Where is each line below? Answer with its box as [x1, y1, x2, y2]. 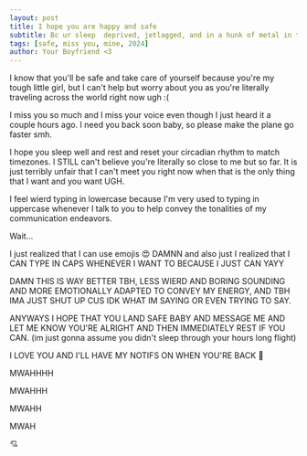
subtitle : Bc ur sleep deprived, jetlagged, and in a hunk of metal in [9, 30, 292, 39]
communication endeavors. [9, 213, 112, 224]
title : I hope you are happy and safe [9, 22, 157, 31]
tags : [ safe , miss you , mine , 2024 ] [9, 38, 149, 48]
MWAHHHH [9, 367, 54, 379]
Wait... [9, 230, 34, 242]
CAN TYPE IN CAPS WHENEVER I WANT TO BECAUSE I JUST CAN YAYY [9, 258, 285, 270]
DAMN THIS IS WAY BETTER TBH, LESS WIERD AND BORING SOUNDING [9, 276, 286, 287]
